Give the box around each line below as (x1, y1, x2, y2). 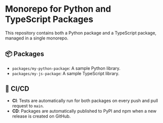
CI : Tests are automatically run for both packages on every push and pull (12, 98, 158, 103)
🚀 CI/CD (5, 84, 30, 93)
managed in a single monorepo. (5, 35, 69, 41)
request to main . (12, 102, 44, 108)
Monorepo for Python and (5, 3, 111, 15)
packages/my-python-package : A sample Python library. (12, 65, 121, 71)
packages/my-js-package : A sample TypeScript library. (12, 70, 120, 76)
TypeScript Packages (5, 14, 93, 25)
